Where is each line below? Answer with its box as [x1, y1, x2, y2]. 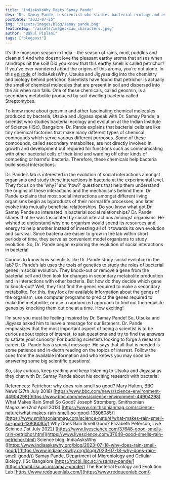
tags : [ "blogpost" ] [5, 36, 47, 41]
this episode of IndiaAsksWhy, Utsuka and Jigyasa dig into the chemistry [5, 71, 157, 77]
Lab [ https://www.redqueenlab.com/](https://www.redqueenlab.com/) [5, 469, 151, 475]
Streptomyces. [5, 98, 36, 104]
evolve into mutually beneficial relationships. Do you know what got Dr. [5, 204, 153, 210]
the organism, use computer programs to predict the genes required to [5, 294, 153, 300]
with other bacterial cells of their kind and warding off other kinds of [5, 150, 148, 157]
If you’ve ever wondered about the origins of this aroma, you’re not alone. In [5, 65, 164, 71]
